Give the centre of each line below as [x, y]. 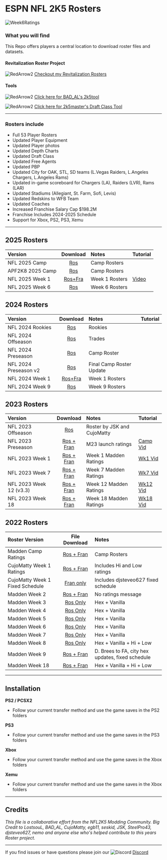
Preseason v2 [24, 370]
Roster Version [26, 540]
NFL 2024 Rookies [30, 327]
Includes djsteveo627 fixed [126, 580]
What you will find [27, 35]
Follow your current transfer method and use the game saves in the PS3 [86, 735]
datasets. [15, 52]
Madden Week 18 [29, 666]
